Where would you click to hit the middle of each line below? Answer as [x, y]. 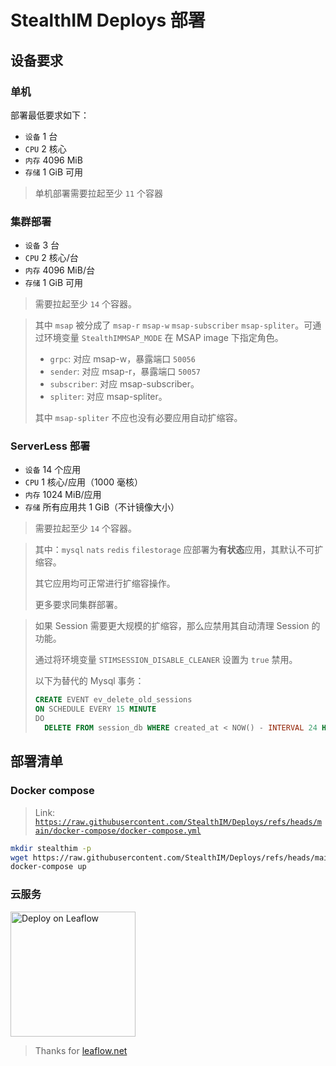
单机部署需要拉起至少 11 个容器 [98, 193]
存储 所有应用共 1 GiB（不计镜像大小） [102, 507]
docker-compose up [48, 867]
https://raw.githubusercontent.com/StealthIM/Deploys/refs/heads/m [178, 822]
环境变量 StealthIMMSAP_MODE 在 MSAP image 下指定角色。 [163, 338]
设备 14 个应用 [53, 470]
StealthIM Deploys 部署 [108, 20]
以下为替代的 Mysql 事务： [89, 681]
